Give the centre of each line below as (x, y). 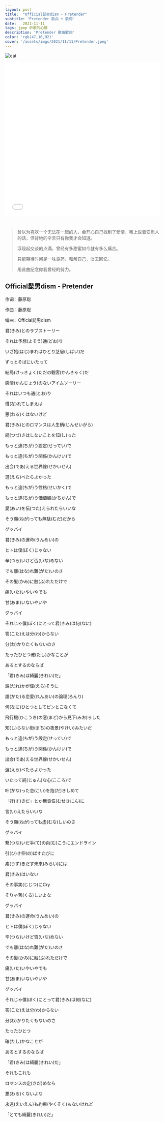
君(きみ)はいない (22, 874)
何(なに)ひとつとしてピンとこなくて (41, 707)
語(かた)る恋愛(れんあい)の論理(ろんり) (44, 696)
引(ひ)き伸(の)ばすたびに (30, 853)
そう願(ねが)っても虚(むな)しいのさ (41, 821)
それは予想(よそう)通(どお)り (34, 341)
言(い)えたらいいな (24, 811)
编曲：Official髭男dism (28, 320)
